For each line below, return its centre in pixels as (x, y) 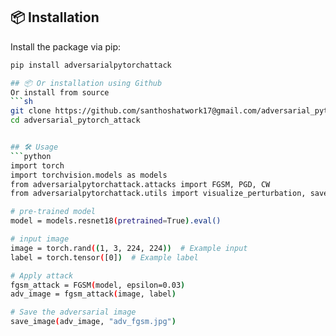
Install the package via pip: (66, 46)
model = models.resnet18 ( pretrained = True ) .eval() (116, 221)
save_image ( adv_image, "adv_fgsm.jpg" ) (93, 322)
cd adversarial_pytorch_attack (75, 120)
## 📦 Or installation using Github (86, 83)
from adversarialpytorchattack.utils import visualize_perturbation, (158, 194)
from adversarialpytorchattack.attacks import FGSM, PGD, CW (140, 184)
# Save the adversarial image (73, 312)
